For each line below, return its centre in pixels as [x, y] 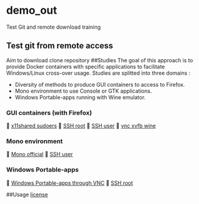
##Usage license [27, 194]
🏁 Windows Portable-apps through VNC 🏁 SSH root [70, 182]
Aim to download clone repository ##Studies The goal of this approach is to [100, 60]
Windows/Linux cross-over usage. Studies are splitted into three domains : [98, 73]
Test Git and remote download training [53, 27]
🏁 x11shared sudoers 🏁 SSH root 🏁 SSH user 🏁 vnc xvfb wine [81, 126]
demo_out [32, 10]
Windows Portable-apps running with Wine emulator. [80, 97]
